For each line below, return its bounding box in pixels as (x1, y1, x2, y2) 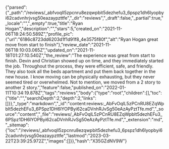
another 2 (5, 85, 26, 90)
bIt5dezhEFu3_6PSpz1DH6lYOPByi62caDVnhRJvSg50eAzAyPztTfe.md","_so (5, 106, 164, 112)
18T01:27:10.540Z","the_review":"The (5, 52, 82, 58)
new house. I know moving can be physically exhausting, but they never (5, 74, 155, 80)
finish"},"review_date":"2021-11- (44, 42, 111, 47)
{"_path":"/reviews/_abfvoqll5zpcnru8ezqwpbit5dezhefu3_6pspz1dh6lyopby (5, 10, 164, 16)
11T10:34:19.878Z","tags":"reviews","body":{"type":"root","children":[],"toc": (5, 90, 162, 96)
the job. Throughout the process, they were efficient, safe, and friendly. (5, 63, 154, 69)
